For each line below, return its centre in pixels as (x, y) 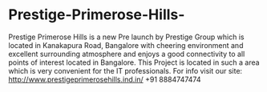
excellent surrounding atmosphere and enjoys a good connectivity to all (127, 54)
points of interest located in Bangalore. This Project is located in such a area (134, 62)
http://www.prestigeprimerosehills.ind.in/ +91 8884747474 (105, 79)
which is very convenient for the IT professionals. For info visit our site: (125, 70)
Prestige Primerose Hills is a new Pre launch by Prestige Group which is (126, 37)
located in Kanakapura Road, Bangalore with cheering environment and (126, 45)
